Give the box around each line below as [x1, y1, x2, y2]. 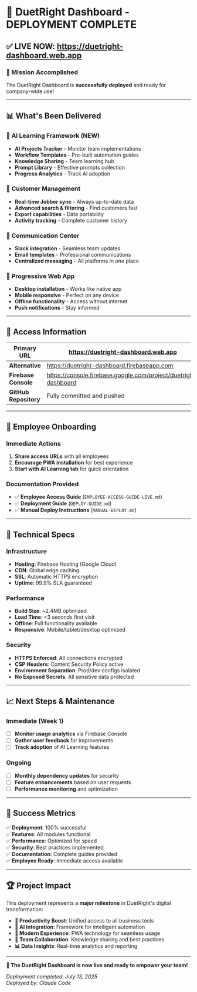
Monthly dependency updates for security [14, 772, 119, 779]
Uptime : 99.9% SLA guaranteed [14, 579, 93, 586]
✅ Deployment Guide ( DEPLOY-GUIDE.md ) [14, 500, 112, 507]
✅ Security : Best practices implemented [6, 844, 104, 851]
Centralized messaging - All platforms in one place [14, 257, 140, 264]
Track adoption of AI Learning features [14, 744, 110, 751]
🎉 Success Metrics [6, 808, 76, 818]
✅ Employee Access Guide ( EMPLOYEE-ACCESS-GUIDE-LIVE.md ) [14, 493, 162, 500]
